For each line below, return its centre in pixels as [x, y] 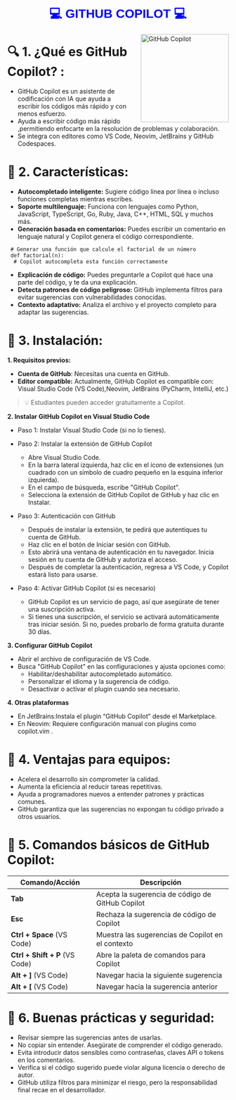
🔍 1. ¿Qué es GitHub [67, 52]
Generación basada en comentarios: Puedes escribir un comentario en [122, 229]
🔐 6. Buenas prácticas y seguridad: [111, 1018]
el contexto [114, 943]
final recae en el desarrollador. [61, 1089]
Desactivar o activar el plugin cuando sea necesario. [104, 689]
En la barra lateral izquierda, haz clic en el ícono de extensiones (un [126, 465]
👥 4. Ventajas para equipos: [89, 760]
